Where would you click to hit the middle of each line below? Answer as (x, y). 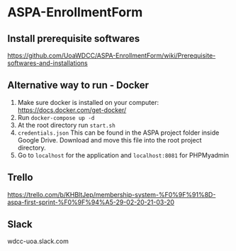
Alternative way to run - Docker (78, 85)
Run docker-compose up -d (56, 117)
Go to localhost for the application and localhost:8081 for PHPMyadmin (123, 155)
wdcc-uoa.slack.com (38, 241)
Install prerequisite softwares (74, 39)
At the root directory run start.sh (66, 125)
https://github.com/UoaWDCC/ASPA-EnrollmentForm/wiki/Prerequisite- (112, 55)
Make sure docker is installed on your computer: (88, 102)
